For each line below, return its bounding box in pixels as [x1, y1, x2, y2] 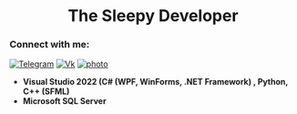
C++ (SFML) [22, 86, 70, 97]
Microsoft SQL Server [22, 96, 107, 107]
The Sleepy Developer [67, 5, 239, 26]
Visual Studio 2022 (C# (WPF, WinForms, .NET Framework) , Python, [22, 77, 289, 88]
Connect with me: [9, 38, 90, 51]
